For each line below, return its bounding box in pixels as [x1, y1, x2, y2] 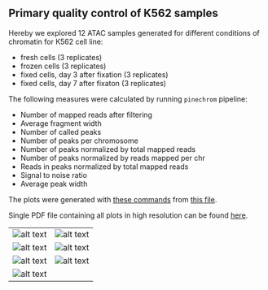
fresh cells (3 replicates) [20, 52, 103, 62]
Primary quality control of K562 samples [8, 6, 218, 20]
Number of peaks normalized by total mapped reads [20, 144, 196, 154]
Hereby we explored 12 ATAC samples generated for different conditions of [8, 28, 261, 37]
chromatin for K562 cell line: [8, 37, 103, 46]
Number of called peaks [20, 127, 102, 136]
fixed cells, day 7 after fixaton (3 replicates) [20, 78, 167, 88]
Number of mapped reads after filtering [20, 110, 153, 119]
